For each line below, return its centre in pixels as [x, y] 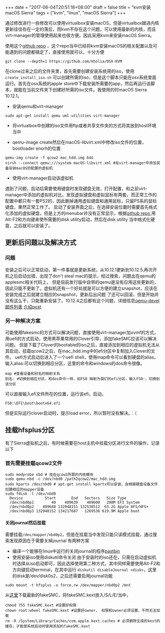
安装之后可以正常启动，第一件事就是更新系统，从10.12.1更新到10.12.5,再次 [79, 270]
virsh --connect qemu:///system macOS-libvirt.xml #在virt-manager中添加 [81, 163]
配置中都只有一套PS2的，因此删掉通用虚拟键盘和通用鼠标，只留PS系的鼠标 [81, 201]
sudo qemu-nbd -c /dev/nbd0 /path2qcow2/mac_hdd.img [60, 479]
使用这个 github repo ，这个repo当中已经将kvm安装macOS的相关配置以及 [79, 46]
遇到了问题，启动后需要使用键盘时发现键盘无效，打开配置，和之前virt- [76, 189]
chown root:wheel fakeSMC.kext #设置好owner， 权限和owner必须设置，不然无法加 [82, 611]
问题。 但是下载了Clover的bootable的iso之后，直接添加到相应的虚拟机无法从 [82, 344]
